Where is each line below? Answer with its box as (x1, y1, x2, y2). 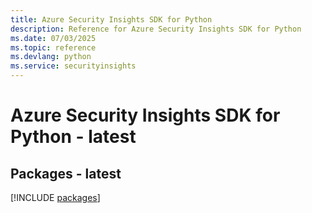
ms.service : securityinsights (10, 61, 137, 71)
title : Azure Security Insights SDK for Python (10, 14, 213, 25)
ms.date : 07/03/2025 (10, 33, 97, 43)
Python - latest (10, 126, 137, 148)
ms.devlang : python (10, 52, 92, 62)
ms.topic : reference (10, 42, 97, 53)
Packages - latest (10, 165, 122, 182)
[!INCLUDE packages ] (10, 192, 101, 203)
